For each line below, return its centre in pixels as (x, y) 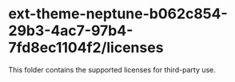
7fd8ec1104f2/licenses (86, 48)
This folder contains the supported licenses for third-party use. (112, 69)
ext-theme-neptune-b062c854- (118, 14)
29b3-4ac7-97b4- (71, 31)
